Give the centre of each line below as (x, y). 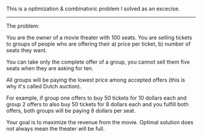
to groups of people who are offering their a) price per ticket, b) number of (99, 44)
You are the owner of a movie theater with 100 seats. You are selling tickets (99, 37)
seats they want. (27, 50)
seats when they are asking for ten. (50, 68)
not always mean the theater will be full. (56, 129)
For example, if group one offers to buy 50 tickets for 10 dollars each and (96, 98)
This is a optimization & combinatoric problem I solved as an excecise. (93, 9)
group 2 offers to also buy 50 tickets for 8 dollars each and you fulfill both (97, 104)
